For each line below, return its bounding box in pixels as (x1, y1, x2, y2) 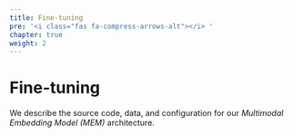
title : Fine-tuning (9, 13, 84, 23)
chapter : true (9, 30, 64, 39)
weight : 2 (9, 38, 47, 48)
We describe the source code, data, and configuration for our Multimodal (9, 108, 284, 119)
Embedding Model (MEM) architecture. (9, 117, 155, 128)
